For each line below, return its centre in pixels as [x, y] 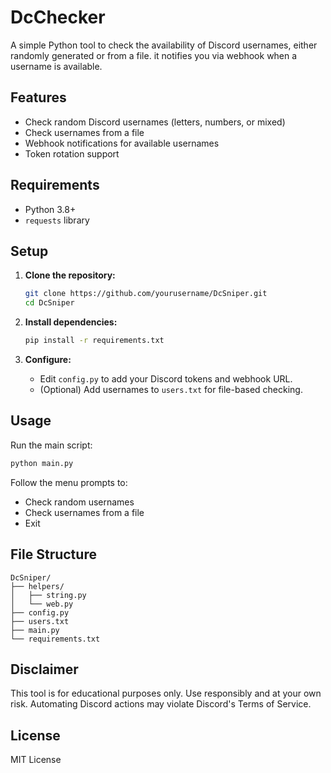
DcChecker [58, 17]
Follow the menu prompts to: [69, 482]
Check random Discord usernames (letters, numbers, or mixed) [155, 122]
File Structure [53, 554]
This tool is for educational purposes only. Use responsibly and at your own [166, 693]
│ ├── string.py [48, 595]
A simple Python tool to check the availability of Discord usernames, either [164, 45]
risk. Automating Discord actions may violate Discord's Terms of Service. [161, 704]
